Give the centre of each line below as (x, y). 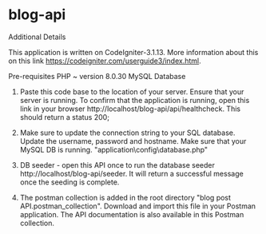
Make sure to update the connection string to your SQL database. (127, 133)
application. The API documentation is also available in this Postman (132, 214)
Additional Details (37, 37)
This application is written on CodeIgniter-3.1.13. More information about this (133, 52)
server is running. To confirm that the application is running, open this (135, 100)
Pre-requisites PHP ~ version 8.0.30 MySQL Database (97, 76)
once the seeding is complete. (69, 182)
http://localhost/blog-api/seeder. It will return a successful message (131, 173)
